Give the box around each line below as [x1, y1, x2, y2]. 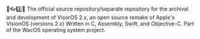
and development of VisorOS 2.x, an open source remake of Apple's [6, 14, 175, 21]
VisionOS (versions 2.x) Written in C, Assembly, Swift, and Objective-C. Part [6, 20, 194, 27]
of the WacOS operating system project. [6, 27, 106, 33]
